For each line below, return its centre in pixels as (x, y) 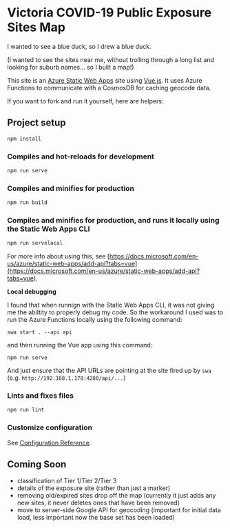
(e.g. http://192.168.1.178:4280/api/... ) (66, 378)
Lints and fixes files (41, 396)
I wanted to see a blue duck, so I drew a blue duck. (79, 46)
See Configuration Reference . (49, 443)
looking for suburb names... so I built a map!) (71, 67)
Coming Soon (37, 464)
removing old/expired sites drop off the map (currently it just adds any (116, 496)
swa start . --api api (40, 332)
